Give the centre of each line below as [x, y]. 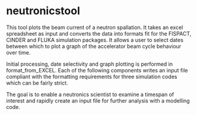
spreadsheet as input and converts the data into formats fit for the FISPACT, [99, 33]
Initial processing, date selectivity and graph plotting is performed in [90, 64]
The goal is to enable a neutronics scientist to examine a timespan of [90, 94]
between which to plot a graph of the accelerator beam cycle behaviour [94, 46]
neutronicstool [43, 11]
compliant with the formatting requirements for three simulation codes [92, 76]
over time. [18, 52]
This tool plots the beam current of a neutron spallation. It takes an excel [95, 27]
